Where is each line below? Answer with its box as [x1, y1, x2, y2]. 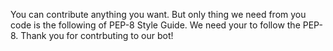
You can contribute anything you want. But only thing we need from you [10, 9, 307, 20]
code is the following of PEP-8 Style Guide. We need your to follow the [10, 19, 301, 31]
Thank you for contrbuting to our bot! [20, 30, 174, 41]
